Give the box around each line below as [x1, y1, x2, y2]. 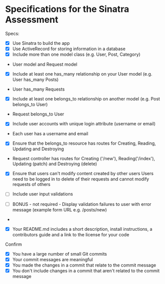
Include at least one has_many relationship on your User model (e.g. [12, 71, 153, 77]
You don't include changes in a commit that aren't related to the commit [12, 268, 160, 274]
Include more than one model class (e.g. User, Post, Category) [12, 51, 141, 58]
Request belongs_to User [12, 111, 64, 117]
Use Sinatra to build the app [12, 40, 70, 46]
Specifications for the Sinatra [5, 3, 130, 15]
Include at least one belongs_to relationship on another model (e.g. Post [12, 96, 161, 102]
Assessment [5, 14, 58, 25]
